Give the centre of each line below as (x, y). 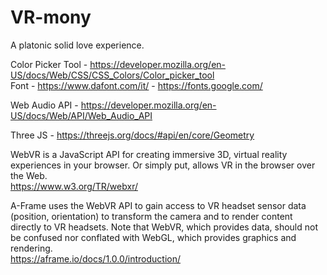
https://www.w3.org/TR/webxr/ (74, 186)
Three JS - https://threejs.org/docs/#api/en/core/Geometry (132, 135)
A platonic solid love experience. (77, 45)
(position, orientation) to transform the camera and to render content (151, 216)
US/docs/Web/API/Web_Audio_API (81, 115)
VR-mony (51, 17)
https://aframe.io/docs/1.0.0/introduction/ (95, 258)
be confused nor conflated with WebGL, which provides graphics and (153, 237)
